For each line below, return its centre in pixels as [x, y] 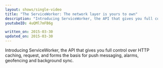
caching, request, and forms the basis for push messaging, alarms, [72, 55]
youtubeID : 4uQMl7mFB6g [29, 23]
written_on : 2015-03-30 [29, 32]
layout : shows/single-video [33, 9]
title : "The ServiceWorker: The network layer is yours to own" [71, 14]
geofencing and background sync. [39, 60]
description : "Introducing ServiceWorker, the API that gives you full [79, 18]
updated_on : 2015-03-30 [29, 36]
